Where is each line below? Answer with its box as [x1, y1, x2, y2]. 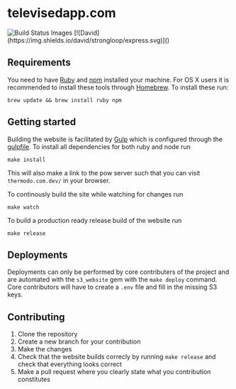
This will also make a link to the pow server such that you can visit [7, 168, 201, 177]
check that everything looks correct [17, 360, 123, 368]
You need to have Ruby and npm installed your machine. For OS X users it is [7, 75, 229, 84]
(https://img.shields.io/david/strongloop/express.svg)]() [7, 35, 170, 44]
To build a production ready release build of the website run [7, 216, 182, 224]
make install [7, 156, 46, 163]
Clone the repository [17, 330, 78, 339]
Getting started [7, 116, 77, 128]
